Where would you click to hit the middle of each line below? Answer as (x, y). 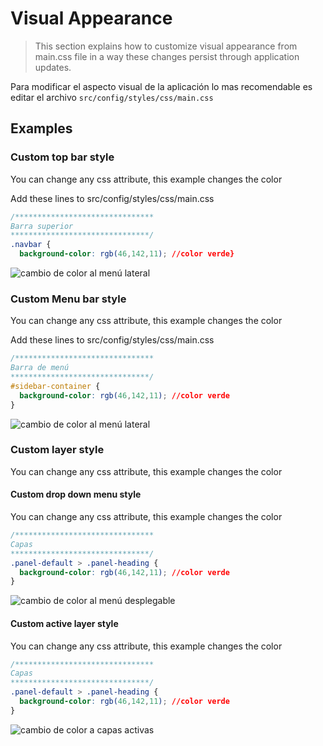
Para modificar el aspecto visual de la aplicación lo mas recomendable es (161, 86)
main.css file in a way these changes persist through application (167, 56)
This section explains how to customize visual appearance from (166, 46)
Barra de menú (40, 368)
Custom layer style (57, 450)
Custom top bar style (62, 157)
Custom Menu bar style (68, 299)
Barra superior (42, 226)
